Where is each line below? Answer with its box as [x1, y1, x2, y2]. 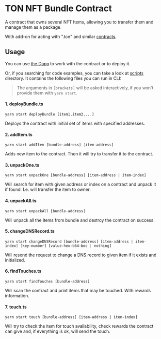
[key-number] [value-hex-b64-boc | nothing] [20, 243, 112, 248]
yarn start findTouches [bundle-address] [5, 279, 90, 284]
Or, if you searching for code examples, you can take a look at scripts [5, 70, 144, 76]
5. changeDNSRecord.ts [5, 228, 55, 234]
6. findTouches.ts [5, 268, 42, 274]
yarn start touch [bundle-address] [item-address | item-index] [5, 315, 138, 320]
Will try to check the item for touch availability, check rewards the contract [5, 323, 154, 329]
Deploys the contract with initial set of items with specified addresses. [5, 120, 145, 126]
